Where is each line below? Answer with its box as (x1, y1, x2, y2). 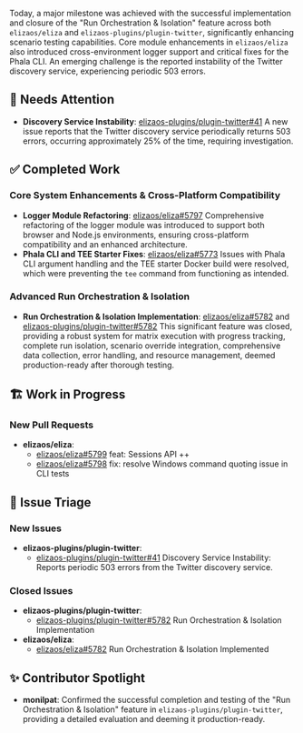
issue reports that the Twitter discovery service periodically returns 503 (22, 126, 291, 136)
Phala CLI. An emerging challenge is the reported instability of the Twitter (9, 56, 283, 66)
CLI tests (35, 468, 70, 479)
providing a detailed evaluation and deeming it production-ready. (22, 714, 266, 725)
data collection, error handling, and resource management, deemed (22, 349, 276, 360)
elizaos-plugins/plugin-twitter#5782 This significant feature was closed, (22, 320, 293, 331)
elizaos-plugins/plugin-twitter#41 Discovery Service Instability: (35, 552, 272, 563)
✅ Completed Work (9, 162, 121, 177)
